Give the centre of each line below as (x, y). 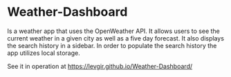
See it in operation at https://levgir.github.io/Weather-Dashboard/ (100, 66)
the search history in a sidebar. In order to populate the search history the (112, 45)
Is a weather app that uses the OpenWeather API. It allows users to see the (113, 31)
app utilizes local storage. (44, 53)
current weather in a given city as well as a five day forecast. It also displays (116, 38)
